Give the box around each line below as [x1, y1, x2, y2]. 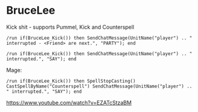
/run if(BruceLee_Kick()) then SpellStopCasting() [6, 78, 136, 84]
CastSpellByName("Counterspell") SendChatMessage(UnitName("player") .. [6, 83, 193, 89]
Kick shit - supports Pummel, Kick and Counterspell [6, 23, 134, 31]
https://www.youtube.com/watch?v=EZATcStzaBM [6, 99, 132, 106]
